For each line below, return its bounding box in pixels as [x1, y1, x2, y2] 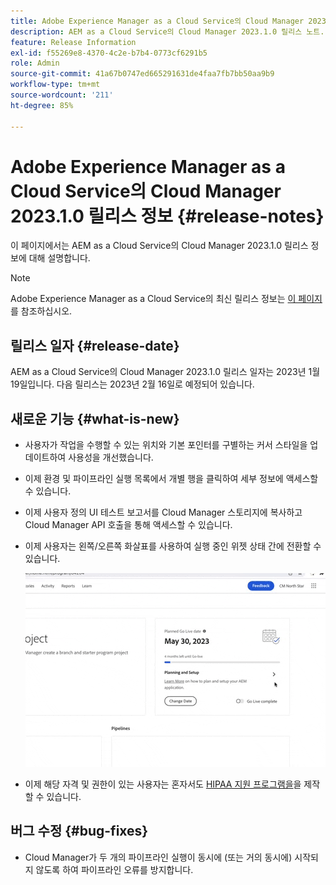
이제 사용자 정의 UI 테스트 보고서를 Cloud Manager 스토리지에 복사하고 [24, 506, 303, 519]
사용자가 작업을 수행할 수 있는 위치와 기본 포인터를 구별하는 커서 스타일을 [24, 439, 308, 451]
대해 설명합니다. [28, 252, 91, 264]
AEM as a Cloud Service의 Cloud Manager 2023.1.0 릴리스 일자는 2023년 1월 [10, 366, 321, 378]
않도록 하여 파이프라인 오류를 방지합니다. [35, 863, 194, 875]
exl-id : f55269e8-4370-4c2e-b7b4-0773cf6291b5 [10, 48, 208, 58]
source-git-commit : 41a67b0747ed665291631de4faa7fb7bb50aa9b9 [10, 69, 275, 79]
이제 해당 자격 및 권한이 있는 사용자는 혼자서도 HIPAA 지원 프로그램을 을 [24, 778, 302, 790]
